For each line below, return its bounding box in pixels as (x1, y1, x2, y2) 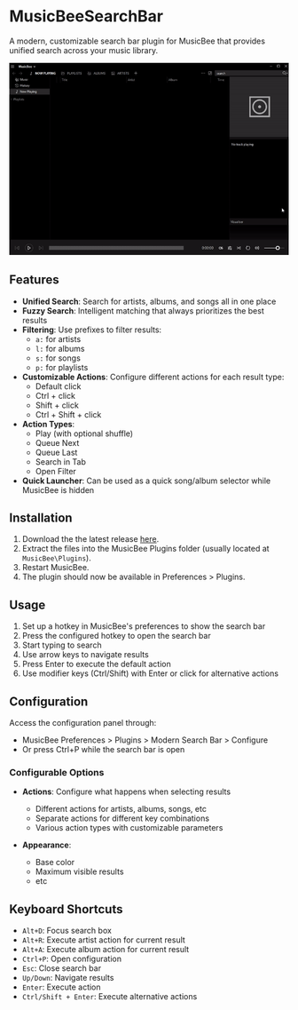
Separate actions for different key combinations (35, 813, 210, 823)
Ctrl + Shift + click (35, 409, 102, 419)
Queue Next (35, 437, 80, 448)
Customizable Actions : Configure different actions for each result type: (21, 371, 285, 382)
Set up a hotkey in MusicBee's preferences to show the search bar (21, 621, 266, 632)
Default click (35, 380, 82, 392)
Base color (35, 857, 75, 868)
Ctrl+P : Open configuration (21, 953, 122, 965)
